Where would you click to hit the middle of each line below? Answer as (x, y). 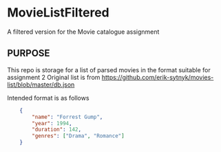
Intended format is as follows (48, 98)
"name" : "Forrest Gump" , (67, 117)
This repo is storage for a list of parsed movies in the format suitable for (109, 69)
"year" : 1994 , (52, 123)
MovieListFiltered (58, 13)
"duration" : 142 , (56, 130)
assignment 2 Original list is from (54, 77)
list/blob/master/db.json (41, 85)
